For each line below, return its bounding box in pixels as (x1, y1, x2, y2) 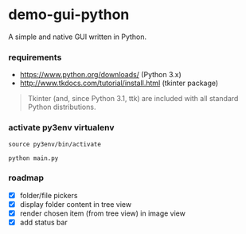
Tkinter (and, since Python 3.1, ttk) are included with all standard (27, 94, 239, 103)
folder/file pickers (19, 190, 78, 200)
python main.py (8, 154, 59, 162)
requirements (8, 52, 62, 63)
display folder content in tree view (19, 199, 132, 209)
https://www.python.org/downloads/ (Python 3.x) (19, 70, 182, 80)
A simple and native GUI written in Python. (8, 32, 147, 41)
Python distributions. (27, 102, 96, 112)
